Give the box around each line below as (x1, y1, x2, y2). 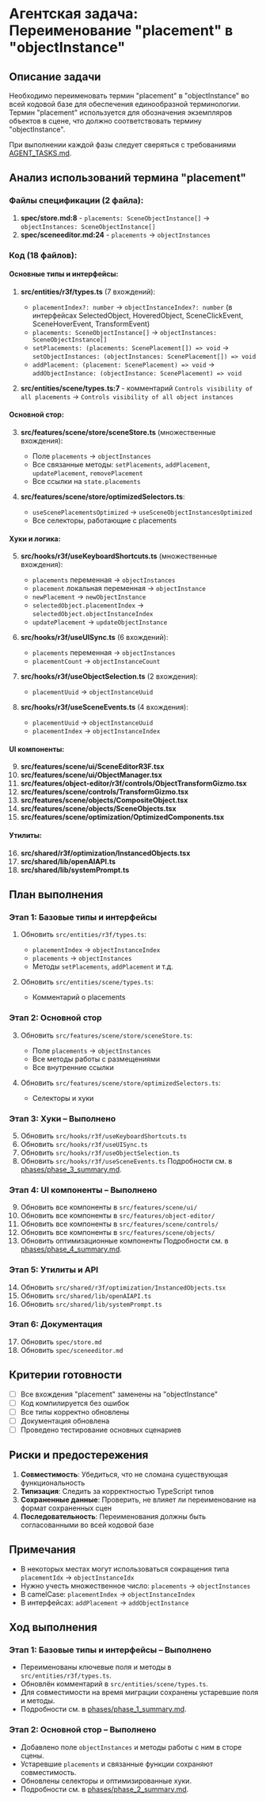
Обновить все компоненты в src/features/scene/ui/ (20, 1202, 198, 1212)
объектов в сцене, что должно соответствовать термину (9, 116, 203, 125)
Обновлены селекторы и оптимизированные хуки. (20, 1776, 192, 1785)
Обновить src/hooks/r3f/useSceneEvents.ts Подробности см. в (20, 1156, 233, 1165)
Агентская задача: (9, 5, 139, 23)
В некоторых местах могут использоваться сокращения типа (20, 1564, 230, 1573)
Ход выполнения (9, 1621, 97, 1634)
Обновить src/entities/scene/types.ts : (20, 977, 154, 987)
